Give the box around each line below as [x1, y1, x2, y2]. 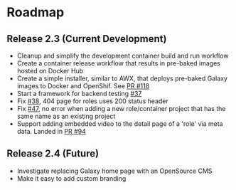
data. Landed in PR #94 [16, 127, 87, 135]
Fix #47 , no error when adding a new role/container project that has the [16, 105, 226, 112]
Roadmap [6, 4, 65, 21]
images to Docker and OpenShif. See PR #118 [16, 82, 150, 90]
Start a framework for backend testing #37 [16, 90, 142, 97]
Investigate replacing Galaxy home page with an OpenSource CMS [16, 167, 213, 175]
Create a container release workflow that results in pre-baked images [16, 59, 221, 68]
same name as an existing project [16, 112, 116, 120]
